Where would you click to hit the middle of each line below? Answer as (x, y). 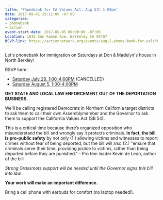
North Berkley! (19, 60)
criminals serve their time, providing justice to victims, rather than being (77, 148)
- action (14, 28)
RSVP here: (16, 69)
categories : (17, 18)
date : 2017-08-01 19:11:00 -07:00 (40, 14)
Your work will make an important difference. (51, 183)
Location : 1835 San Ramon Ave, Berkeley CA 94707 (56, 37)
